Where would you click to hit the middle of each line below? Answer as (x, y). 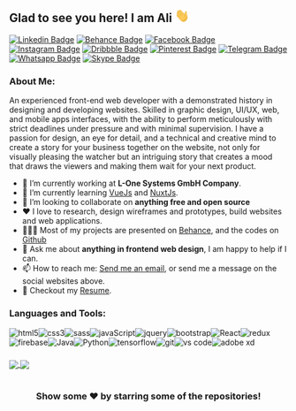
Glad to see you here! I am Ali (91, 18)
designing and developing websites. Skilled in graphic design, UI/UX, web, (144, 110)
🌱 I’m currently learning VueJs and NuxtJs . (100, 193)
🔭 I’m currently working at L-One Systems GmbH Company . (131, 183)
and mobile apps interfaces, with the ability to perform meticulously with (141, 119)
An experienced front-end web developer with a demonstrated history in (141, 101)
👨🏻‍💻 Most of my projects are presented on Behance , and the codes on (150, 231)
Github (34, 240)
